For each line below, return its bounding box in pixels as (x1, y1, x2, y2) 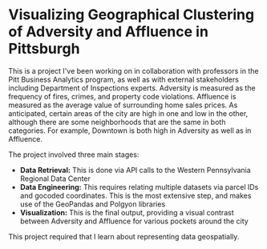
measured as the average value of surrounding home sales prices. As (8, 100, 238, 110)
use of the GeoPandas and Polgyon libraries (19, 199, 166, 209)
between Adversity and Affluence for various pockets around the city (19, 216, 249, 226)
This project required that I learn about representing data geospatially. (8, 231, 240, 241)
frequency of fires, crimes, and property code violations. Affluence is (8, 91, 237, 101)
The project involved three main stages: (8, 150, 140, 159)
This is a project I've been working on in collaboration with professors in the (8, 66, 259, 75)
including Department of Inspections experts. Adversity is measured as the (8, 82, 256, 93)
